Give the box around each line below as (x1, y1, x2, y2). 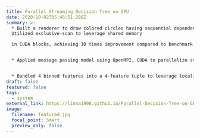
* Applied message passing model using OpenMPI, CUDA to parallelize (11, 57, 187, 63)
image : (6, 106, 23, 113)
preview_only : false (11, 123, 62, 129)
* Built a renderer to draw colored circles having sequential (11, 25, 171, 31)
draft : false (6, 78, 39, 85)
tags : (6, 89, 20, 95)
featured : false (6, 84, 46, 90)
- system (11, 95, 33, 101)
